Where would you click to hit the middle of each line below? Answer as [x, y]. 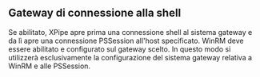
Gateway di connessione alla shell [95, 13]
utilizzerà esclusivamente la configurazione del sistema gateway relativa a [130, 57]
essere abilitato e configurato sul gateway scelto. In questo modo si [120, 49]
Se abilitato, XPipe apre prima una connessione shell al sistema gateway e [130, 32]
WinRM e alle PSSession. [49, 66]
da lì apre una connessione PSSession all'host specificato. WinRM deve [126, 40]
